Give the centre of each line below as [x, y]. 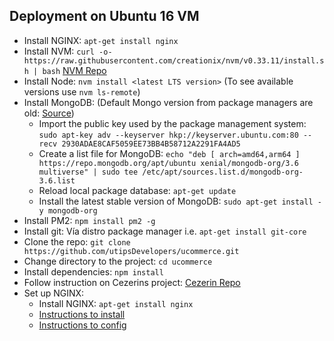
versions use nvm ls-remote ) [82, 91]
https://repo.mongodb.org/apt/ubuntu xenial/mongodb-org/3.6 [168, 163]
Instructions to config [82, 325]
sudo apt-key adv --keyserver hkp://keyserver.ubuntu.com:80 [168, 135]
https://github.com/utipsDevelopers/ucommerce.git [131, 251]
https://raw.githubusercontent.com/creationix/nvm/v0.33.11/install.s [174, 60]
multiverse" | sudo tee [88, 172]
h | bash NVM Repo [65, 70]
